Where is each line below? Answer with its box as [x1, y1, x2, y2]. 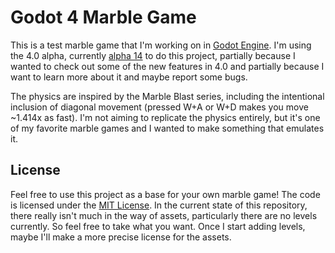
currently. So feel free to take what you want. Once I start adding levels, [10, 220, 306, 232]
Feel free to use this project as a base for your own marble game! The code [10, 188, 321, 200]
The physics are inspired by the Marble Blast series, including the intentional [10, 90, 325, 102]
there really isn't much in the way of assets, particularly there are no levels [10, 209, 318, 221]
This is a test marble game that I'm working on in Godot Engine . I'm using [10, 39, 312, 51]
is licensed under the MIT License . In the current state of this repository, [10, 199, 308, 211]
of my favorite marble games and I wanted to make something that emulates [10, 122, 325, 134]
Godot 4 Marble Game [10, 6, 197, 29]
